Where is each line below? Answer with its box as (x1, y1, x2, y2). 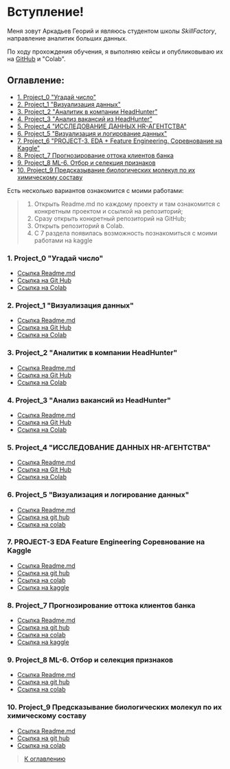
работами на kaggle (34, 236, 93, 244)
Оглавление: (7, 75, 65, 87)
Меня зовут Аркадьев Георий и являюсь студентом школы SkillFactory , (7, 27, 217, 35)
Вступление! (7, 4, 84, 20)
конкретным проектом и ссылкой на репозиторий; (34, 207, 183, 215)
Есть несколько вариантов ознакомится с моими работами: (7, 186, 184, 194)
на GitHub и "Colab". (7, 54, 67, 62)
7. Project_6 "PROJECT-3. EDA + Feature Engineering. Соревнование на (16, 137, 223, 145)
